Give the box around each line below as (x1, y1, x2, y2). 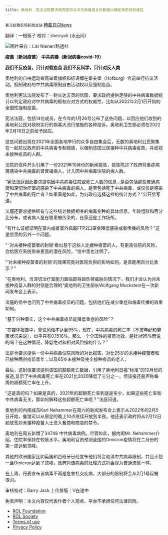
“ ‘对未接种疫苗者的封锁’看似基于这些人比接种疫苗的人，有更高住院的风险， (5, 242, 160, 248)
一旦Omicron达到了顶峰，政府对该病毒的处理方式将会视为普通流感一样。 (5, 460, 154, 466)
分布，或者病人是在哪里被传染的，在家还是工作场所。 (9, 214, 119, 220)
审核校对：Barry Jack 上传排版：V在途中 (5, 487, 89, 493)
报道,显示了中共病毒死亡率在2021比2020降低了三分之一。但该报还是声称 (5, 373, 154, 379)
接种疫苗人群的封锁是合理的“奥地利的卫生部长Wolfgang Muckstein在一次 (5, 282, 155, 288)
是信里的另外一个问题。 (5, 231, 53, 237)
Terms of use (12, 518, 40, 524)
